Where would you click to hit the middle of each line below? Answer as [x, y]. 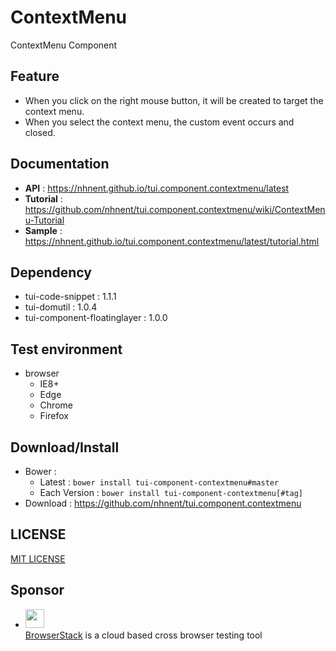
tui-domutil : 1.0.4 [61, 307]
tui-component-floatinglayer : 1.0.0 [96, 318]
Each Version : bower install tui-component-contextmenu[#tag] [171, 492]
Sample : [43, 230]
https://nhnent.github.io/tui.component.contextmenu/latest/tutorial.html [172, 241]
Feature [35, 76]
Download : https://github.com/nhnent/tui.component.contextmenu [163, 503]
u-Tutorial [44, 220]
